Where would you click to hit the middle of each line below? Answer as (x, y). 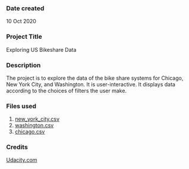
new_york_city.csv (37, 119)
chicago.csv (30, 132)
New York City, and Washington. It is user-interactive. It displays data (91, 84)
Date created (25, 8)
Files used (21, 106)
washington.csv (34, 126)
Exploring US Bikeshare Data (41, 49)
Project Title (24, 37)
